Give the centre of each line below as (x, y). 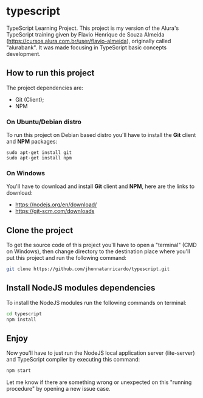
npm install (21, 319)
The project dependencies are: (45, 88)
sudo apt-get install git (39, 153)
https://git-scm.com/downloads (55, 211)
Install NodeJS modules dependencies (81, 288)
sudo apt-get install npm (39, 158)
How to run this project (50, 73)
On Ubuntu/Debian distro (44, 122)
